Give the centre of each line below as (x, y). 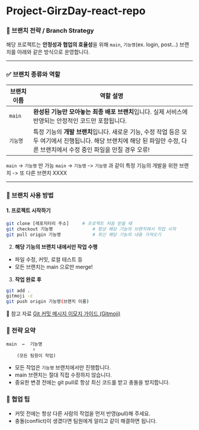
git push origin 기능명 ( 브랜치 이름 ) (48, 302)
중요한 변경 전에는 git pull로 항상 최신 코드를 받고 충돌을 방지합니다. (92, 382)
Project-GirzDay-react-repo (76, 11)
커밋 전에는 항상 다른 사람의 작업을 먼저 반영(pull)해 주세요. (83, 413)
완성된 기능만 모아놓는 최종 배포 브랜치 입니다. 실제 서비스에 (110, 112)
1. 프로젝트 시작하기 (28, 211)
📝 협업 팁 (18, 399)
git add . (18, 290)
